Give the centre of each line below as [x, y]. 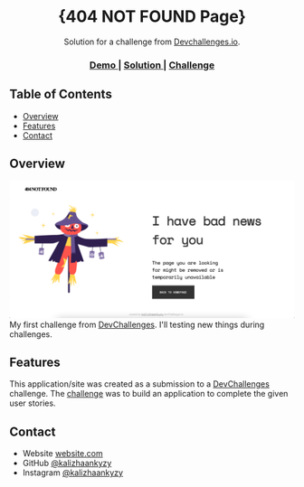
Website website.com [62, 454]
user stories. [33, 403]
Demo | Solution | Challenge [152, 65]
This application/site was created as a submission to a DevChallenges [139, 384]
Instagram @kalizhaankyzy [73, 473]
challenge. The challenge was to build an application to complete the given [149, 394]
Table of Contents [61, 94]
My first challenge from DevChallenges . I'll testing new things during [137, 324]
